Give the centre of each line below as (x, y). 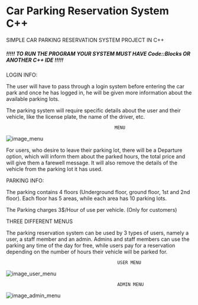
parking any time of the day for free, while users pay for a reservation (91, 245)
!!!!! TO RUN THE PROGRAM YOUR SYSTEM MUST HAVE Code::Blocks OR (98, 53)
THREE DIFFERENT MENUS (39, 221)
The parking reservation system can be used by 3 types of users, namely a (98, 233)
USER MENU (129, 262)
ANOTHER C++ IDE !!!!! (35, 60)
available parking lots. (33, 99)
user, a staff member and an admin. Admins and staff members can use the (98, 239)
